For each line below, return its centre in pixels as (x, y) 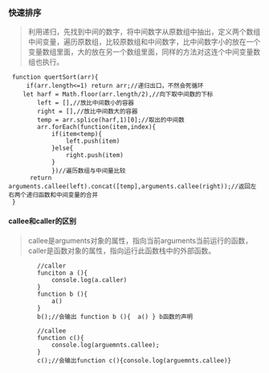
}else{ (62, 148)
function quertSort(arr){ (55, 77)
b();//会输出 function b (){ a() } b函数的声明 (115, 317)
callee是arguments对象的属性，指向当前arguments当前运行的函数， (140, 240)
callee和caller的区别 (42, 221)
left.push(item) (93, 141)
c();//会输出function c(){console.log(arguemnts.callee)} (134, 360)
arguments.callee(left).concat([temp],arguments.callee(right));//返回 (129, 187)
